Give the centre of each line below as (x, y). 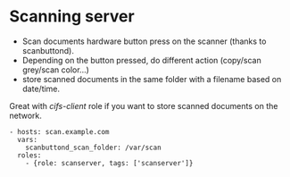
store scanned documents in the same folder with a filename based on (152, 79)
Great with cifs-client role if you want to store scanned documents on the (144, 105)
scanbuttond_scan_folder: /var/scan (94, 147)
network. (26, 115)
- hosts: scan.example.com (59, 131)
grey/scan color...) (55, 70)
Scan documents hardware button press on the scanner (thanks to (144, 41)
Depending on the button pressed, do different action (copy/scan (141, 60)
